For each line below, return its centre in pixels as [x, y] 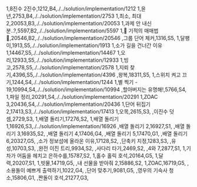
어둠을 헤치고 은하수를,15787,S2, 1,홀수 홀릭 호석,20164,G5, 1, [88, 156]
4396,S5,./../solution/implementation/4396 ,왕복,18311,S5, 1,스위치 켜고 [96, 75]
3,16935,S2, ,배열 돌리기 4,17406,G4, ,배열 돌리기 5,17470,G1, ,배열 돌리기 [102, 133]
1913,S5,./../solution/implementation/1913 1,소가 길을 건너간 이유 [87, 45]
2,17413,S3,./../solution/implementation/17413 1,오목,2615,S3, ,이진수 [87, 111]
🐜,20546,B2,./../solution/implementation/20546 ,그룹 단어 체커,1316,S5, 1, [93, 38]
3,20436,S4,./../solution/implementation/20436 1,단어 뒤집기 [79, 104]
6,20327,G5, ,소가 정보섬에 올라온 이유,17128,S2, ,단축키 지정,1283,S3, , [89, 141]
